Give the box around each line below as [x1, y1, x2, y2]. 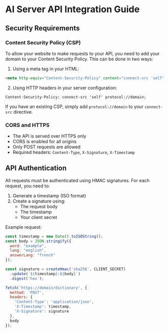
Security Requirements [5, 24, 80, 32]
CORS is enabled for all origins [12, 139, 77, 145]
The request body [20, 203, 58, 209]
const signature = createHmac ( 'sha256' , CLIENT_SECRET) [5, 267, 126, 272]
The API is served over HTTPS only [12, 133, 86, 139]
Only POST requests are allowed [12, 144, 81, 150]
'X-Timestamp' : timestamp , [14, 304, 72, 309]
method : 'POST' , [10, 290, 44, 295]
